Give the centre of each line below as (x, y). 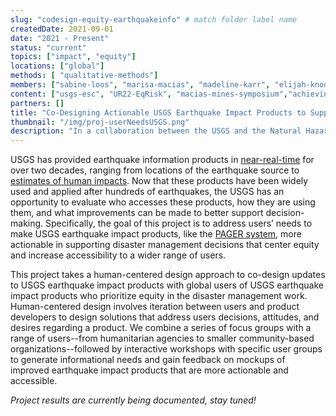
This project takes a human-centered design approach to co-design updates (168, 275)
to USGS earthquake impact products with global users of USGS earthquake (167, 285)
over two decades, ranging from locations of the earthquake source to (155, 170)
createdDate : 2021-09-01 (62, 29)
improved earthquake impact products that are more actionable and (149, 370)
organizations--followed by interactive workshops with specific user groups (166, 349)
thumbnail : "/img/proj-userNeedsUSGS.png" (100, 122)
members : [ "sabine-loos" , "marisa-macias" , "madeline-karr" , (140, 85)
